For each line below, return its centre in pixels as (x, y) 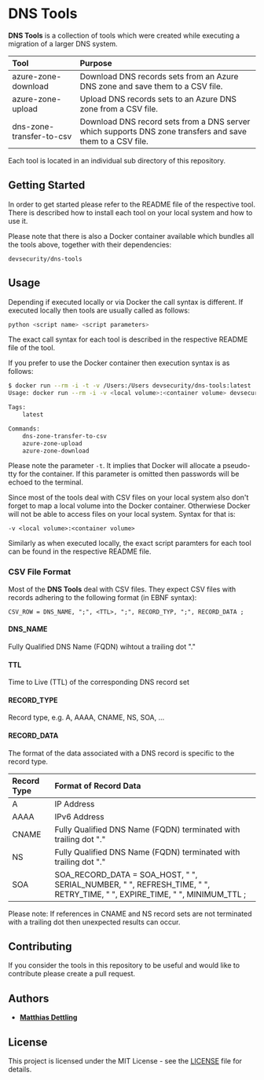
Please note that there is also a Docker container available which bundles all (131, 236)
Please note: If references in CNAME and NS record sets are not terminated (130, 913)
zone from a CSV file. (119, 108)
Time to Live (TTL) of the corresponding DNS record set (99, 682)
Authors (29, 998)
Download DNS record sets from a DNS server (165, 121)
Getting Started (47, 185)
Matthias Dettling (48, 1017)
